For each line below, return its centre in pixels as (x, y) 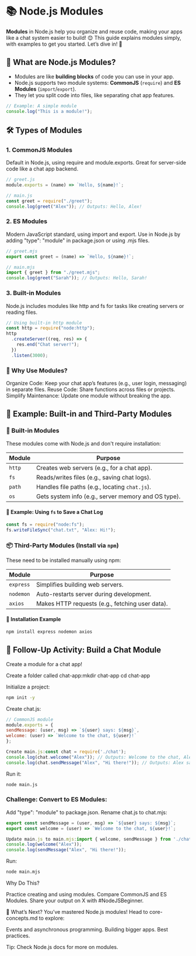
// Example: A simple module (41, 106)
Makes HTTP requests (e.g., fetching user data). (102, 604)
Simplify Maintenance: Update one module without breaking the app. (89, 395)
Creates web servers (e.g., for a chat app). (94, 468)
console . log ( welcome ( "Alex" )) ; (44, 844)
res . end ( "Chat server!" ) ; (48, 345)
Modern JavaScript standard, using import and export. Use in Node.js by (93, 234)
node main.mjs (23, 872)
